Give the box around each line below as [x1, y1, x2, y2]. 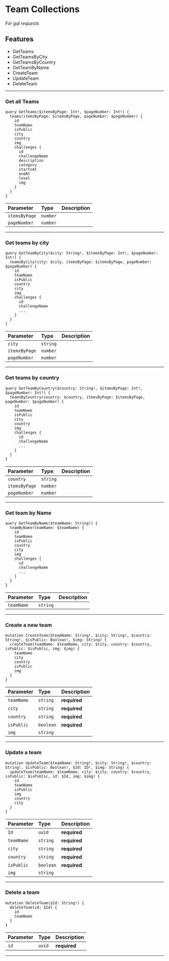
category [18, 163, 37, 168]
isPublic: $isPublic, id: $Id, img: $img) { [5, 773, 100, 779]
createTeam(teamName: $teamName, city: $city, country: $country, [10, 642, 152, 647]
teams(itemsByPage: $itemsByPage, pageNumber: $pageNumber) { [10, 114, 143, 119]
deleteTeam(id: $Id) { [10, 905, 57, 910]
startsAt [18, 167, 37, 172]
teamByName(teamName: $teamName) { [10, 525, 84, 530]
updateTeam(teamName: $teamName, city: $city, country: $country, [10, 769, 152, 774]
